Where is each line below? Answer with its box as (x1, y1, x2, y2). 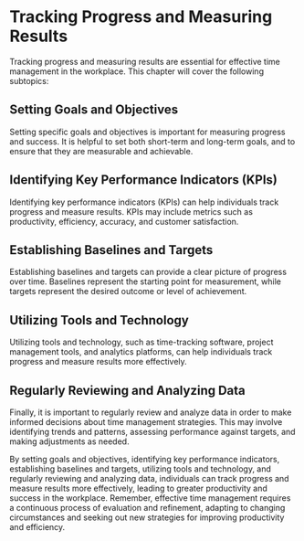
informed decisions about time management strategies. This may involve (9, 417, 283, 427)
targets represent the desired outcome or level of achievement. (9, 286, 247, 297)
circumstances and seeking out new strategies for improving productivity (9, 512, 285, 523)
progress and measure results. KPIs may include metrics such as (9, 206, 254, 217)
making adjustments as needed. (9, 436, 130, 447)
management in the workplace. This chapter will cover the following (9, 66, 265, 77)
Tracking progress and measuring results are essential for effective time (9, 56, 281, 67)
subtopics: (9, 75, 49, 86)
